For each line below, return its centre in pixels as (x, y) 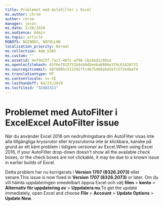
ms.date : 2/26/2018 (25, 28)
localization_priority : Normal (37, 46)
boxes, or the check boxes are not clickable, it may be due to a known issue (82, 157)
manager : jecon (21, 23)
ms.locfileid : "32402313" (32, 88)
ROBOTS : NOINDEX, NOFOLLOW (33, 42)
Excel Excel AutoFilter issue (62, 123)
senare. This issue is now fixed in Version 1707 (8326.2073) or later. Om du (82, 177)
